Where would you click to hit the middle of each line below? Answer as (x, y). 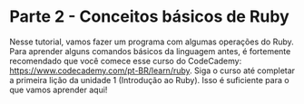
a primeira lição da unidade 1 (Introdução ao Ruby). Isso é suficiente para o (149, 80)
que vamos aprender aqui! (59, 90)
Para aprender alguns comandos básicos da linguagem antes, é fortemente (150, 51)
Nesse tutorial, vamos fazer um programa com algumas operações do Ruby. (152, 42)
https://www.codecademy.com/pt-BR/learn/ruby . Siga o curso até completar (152, 71)
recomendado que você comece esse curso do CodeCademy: (126, 61)
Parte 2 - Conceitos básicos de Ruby (149, 17)
